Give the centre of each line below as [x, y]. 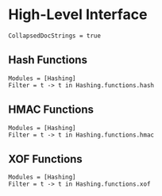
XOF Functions [46, 159]
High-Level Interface [78, 15]
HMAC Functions [51, 110]
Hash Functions [48, 60]
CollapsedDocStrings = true [55, 36]
